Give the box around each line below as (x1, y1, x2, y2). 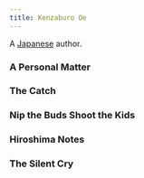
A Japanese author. (9, 38, 82, 49)
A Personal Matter (9, 61, 91, 73)
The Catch (9, 85, 56, 98)
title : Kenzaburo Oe (9, 13, 88, 23)
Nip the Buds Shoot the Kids (9, 109, 136, 122)
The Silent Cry (9, 157, 74, 170)
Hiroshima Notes (9, 133, 85, 145)
